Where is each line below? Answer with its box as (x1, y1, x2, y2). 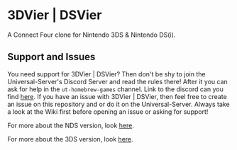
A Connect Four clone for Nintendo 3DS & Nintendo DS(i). (7, 30, 176, 39)
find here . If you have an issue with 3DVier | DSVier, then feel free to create (7, 92, 227, 100)
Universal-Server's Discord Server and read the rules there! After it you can (7, 77, 228, 86)
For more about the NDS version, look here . (7, 121, 135, 129)
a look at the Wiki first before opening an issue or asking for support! (7, 107, 209, 116)
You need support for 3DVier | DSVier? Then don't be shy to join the (7, 69, 206, 78)
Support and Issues (7, 51, 96, 63)
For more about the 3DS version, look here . (7, 134, 133, 143)
